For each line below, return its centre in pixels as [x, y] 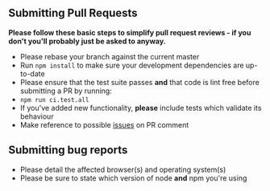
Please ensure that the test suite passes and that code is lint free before [139, 82]
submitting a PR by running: [66, 91]
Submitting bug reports [68, 150]
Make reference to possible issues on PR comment [104, 124]
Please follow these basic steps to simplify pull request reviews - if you [130, 32]
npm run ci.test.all [54, 100]
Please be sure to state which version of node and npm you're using [133, 178]
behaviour [37, 116]
